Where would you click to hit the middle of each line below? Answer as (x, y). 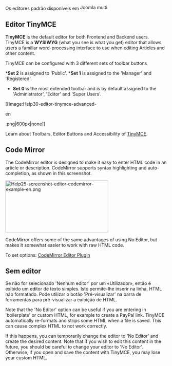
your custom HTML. (26, 358)
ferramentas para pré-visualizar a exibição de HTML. (61, 300)
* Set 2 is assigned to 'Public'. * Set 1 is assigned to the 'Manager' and (79, 73)
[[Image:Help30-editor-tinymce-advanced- (51, 104)
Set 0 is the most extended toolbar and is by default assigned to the (84, 88)
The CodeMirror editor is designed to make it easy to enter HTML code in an (86, 162)
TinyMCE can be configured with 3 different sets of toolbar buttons (76, 63)
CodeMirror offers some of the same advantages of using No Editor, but (81, 239)
